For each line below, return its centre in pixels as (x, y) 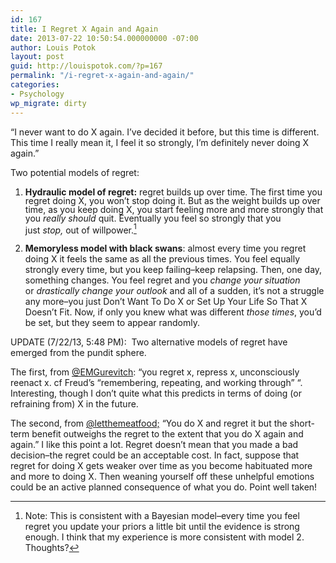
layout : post (37, 57)
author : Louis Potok (53, 47)
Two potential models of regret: (75, 172)
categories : (35, 85)
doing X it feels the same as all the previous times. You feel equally (162, 259)
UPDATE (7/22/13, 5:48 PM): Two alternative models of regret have (149, 342)
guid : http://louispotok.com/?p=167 (86, 66)
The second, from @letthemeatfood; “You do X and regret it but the (149, 423)
